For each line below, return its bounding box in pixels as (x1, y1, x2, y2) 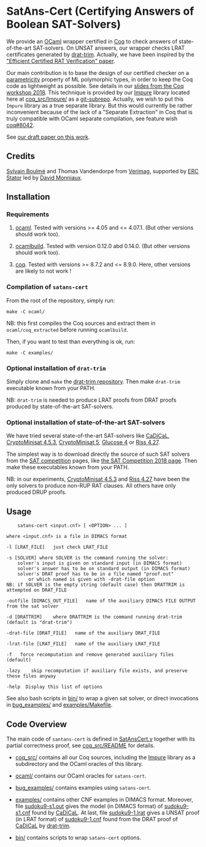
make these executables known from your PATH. (6, 464, 129, 471)
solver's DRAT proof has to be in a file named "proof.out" (17, 571, 174, 577)
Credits (6, 151, 36, 162)
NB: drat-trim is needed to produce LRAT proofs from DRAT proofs (6, 396, 177, 404)
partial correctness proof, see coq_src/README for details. (6, 741, 155, 749)
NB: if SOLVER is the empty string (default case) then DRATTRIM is (6, 582, 185, 588)
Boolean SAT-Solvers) (6, 17, 121, 31)
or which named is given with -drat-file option (28, 576, 155, 583)
